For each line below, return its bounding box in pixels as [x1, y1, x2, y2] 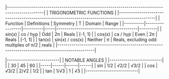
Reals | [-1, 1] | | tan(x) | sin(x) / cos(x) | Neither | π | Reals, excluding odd [5, 36, 157, 43]
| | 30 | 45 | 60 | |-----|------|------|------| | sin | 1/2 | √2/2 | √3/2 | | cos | [5, 63, 158, 68]
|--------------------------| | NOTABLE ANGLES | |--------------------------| [5, 57, 164, 63]
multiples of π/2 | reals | [5, 42, 55, 48]
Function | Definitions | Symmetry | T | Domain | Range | [5, 20, 122, 26]
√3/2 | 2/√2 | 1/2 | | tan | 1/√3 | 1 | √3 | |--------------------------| [5, 68, 140, 74]
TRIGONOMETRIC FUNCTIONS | [49, 10, 117, 16]
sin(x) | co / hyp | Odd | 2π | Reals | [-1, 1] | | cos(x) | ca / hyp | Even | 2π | [5, 31, 157, 37]
